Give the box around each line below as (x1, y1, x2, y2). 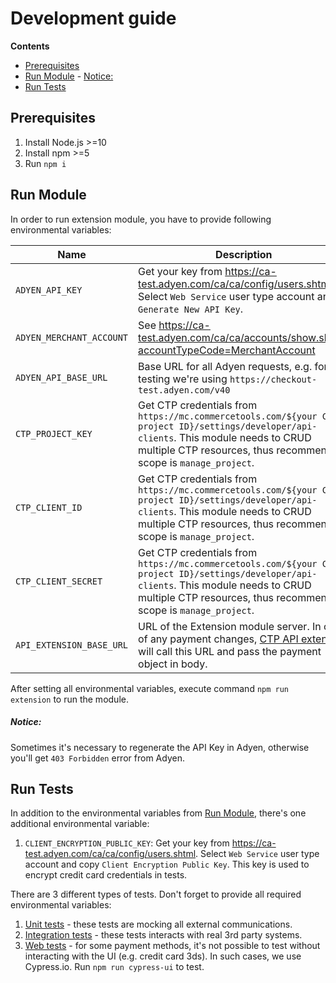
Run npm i (24, 157, 67, 169)
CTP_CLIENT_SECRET (15, 575, 103, 587)
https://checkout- (229, 373, 318, 385)
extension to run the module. (10, 693, 129, 705)
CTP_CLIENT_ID (15, 502, 83, 513)
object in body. (138, 657, 208, 671)
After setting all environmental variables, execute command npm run (10, 682, 290, 694)
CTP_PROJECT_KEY (15, 428, 93, 439)
